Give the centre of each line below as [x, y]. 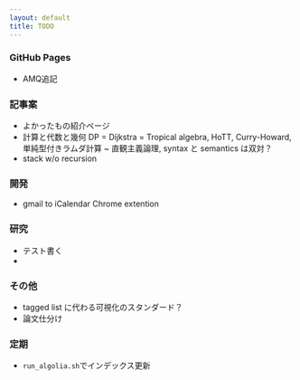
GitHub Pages [40, 58]
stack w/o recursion [60, 158]
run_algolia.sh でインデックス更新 [86, 366]
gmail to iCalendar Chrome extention [91, 204]
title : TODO [32, 26]
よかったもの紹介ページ [66, 126]
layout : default [40, 18]
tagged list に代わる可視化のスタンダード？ [103, 307]
